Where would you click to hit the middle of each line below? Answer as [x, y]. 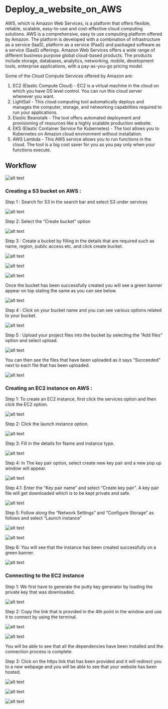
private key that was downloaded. [40, 592]
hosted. [13, 672]
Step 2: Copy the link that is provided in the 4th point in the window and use [83, 611]
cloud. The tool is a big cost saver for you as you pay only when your [84, 144]
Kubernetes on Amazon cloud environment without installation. [77, 134]
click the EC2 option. [27, 405]
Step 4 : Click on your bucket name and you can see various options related [83, 310]
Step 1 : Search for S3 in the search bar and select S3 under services [76, 202]
